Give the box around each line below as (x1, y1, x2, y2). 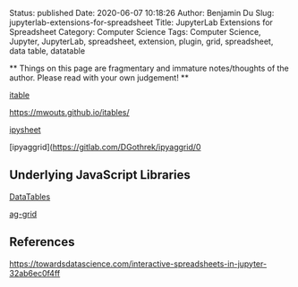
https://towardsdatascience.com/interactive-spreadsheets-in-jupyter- (9, 258, 267, 269)
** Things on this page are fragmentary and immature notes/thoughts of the (9, 63, 289, 73)
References (9, 234, 75, 249)
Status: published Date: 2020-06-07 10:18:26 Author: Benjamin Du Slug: (9, 8, 275, 18)
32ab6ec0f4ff (9, 267, 61, 278)
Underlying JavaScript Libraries (9, 167, 191, 182)
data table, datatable (9, 46, 86, 56)
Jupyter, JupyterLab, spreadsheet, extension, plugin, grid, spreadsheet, (9, 36, 274, 46)
